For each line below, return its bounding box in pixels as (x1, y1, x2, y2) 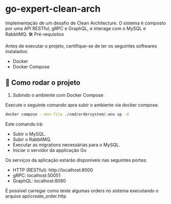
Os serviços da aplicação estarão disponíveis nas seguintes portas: (5, 157, 147, 163)
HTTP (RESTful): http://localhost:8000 (12, 167, 93, 173)
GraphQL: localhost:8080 (12, 177, 66, 184)
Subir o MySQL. (12, 131, 46, 137)
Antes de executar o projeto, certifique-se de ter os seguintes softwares (5, 43, 157, 49)
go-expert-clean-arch (5, 3, 101, 15)
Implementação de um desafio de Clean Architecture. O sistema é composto (5, 20, 166, 26)
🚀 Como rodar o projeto (5, 79, 81, 87)
